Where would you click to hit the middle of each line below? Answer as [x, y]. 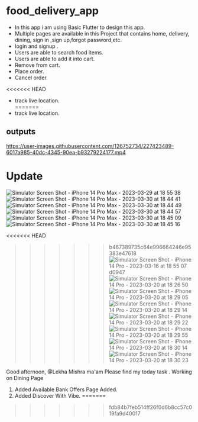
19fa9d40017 [125, 413]
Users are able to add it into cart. [55, 59]
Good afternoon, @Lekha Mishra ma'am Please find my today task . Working [99, 372]
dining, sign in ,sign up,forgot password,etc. [68, 40]
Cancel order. [31, 78]
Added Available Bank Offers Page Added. [66, 389]
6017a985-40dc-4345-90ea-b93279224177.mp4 [66, 152]
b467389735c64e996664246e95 [150, 247]
